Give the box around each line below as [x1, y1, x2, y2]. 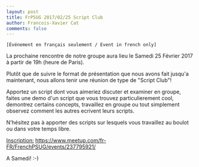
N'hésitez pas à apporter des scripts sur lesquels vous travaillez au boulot [6, 119, 189, 126]
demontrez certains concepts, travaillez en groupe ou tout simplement [6, 101, 180, 108]
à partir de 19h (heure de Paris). [6, 59, 85, 66]
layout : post [6, 8, 39, 15]
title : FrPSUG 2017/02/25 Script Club [6, 14, 103, 20]
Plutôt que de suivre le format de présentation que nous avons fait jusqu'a [6, 70, 189, 78]
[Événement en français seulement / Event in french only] [6, 42, 157, 48]
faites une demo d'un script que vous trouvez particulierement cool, [6, 95, 174, 102]
